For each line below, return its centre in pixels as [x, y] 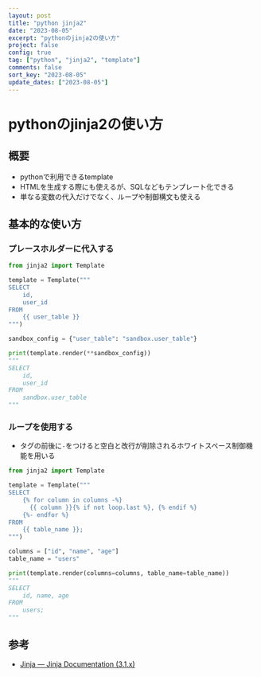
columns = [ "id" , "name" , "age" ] [64, 552]
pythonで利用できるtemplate [66, 177]
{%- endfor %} [46, 515]
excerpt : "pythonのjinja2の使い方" [64, 38]
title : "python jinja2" [48, 23]
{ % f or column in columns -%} [73, 500]
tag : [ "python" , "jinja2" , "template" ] [74, 61]
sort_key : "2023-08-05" [48, 75]
